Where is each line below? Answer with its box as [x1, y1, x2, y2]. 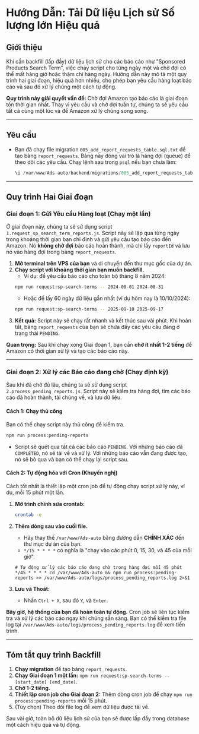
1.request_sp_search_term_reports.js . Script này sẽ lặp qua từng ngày [6, 229, 179, 237]
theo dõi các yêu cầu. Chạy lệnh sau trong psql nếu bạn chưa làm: [14, 158, 177, 166]
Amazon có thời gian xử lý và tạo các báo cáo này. [6, 347, 129, 355]
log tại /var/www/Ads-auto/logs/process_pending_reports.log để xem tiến [6, 621, 185, 628]
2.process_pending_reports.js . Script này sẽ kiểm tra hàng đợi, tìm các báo [6, 388, 191, 395]
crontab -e [14, 511, 42, 518]
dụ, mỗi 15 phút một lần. [6, 489, 65, 496]
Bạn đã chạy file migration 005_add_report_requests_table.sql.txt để [14, 145, 186, 153]
